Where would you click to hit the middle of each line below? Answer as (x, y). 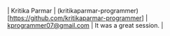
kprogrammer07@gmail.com (48, 25)
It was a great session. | (129, 25)
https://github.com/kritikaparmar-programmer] (77, 18)
